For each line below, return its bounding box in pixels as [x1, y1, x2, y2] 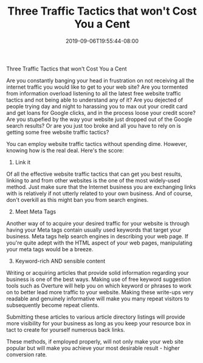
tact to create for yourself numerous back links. [6, 326, 125, 333]
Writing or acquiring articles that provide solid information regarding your [6, 269, 190, 276]
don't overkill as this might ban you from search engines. [6, 196, 149, 203]
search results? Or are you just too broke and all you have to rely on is [6, 122, 181, 129]
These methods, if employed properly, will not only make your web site [6, 337, 184, 345]
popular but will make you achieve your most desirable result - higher [6, 344, 181, 351]
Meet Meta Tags [15, 208, 57, 215]
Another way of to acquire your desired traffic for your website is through [6, 220, 190, 227]
